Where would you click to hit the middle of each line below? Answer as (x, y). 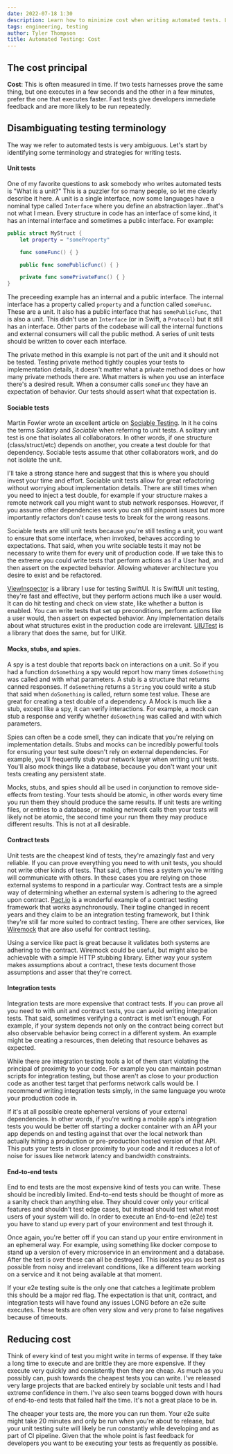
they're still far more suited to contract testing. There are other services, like (116, 921)
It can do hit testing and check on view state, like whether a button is (105, 603)
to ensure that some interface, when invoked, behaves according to (104, 538)
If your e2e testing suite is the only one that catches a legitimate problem (111, 1288)
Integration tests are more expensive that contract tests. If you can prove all (115, 1003)
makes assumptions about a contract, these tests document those (102, 964)
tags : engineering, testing (48, 26)
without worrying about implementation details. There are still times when (112, 488)
